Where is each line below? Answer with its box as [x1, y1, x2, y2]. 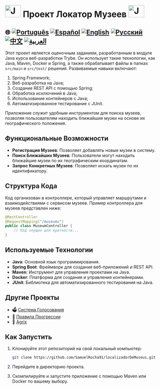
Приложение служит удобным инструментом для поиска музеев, [5, 110, 142, 116]
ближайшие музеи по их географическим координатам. [12, 158, 128, 163]
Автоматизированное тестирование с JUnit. [12, 101, 104, 106]
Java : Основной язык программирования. [12, 259, 100, 264]
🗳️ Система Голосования [12, 307, 64, 312]
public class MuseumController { [5, 224, 73, 228]
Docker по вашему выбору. [12, 378, 68, 384]
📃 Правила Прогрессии [12, 313, 61, 320]
